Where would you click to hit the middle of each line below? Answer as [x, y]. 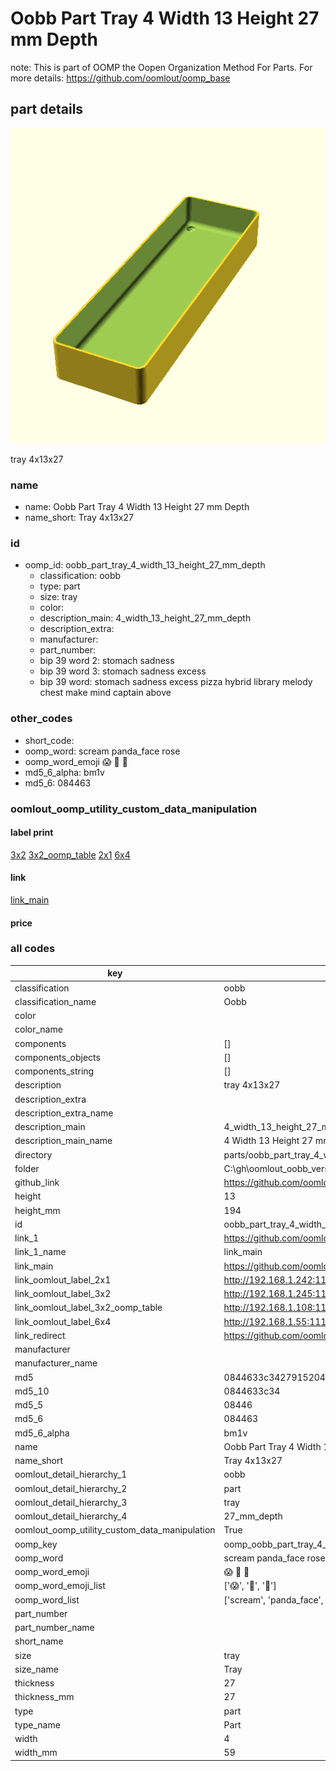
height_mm [37, 1210]
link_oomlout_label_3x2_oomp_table [88, 1308]
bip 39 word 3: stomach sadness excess [123, 671]
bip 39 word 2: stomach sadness [107, 661]
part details [47, 109]
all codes [33, 949]
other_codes [41, 719]
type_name [37, 1724]
